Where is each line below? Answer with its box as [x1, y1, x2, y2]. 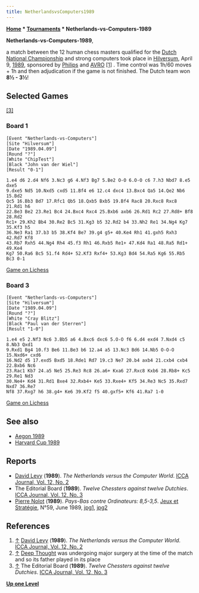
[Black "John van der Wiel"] [6, 161, 79, 167]
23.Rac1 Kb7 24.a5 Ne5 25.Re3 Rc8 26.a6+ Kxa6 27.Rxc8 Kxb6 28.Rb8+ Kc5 [6, 368, 191, 374]
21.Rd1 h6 [6, 203, 31, 209]
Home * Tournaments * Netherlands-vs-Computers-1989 [6, 25, 152, 32]
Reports [6, 456, 37, 466]
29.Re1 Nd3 [6, 373, 33, 380]
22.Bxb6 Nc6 [6, 363, 36, 369]
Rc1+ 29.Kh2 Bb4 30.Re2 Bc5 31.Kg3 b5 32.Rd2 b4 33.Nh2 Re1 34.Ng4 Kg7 [6, 219, 188, 225]
